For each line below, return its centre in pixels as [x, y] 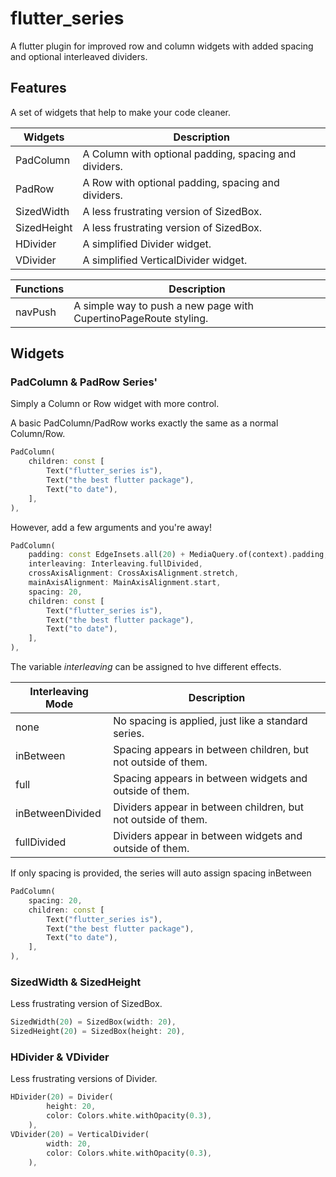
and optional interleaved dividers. [79, 56]
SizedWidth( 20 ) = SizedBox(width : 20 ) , [93, 1022]
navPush [36, 312]
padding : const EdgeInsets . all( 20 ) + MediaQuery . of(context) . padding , [178, 555]
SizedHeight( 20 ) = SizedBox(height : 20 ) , [98, 1032]
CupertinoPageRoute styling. [141, 318]
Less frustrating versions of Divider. [84, 1079]
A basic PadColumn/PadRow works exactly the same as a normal [144, 423]
